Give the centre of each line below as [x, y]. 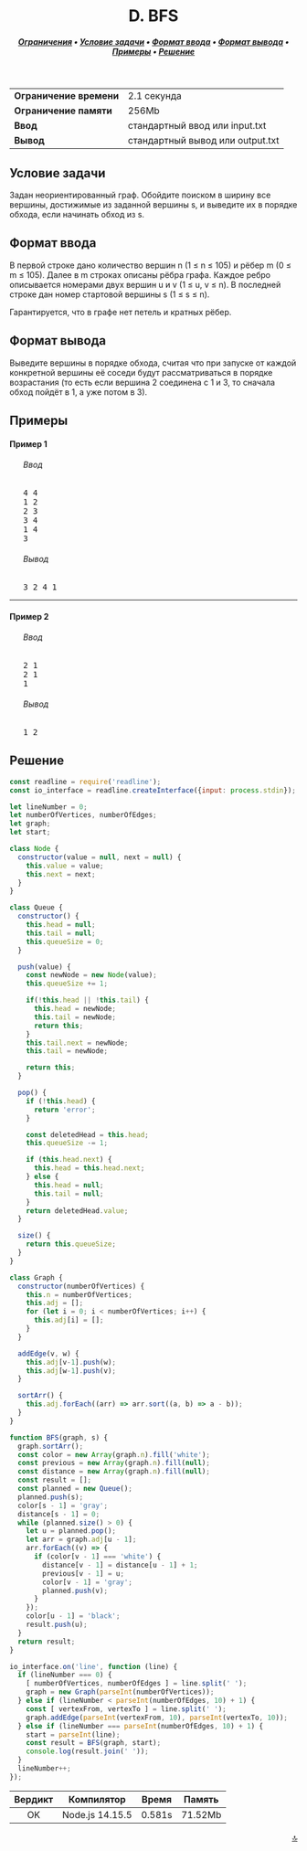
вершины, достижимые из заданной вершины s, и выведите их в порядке [153, 204]
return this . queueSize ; [71, 1244]
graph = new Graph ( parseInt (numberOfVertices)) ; [120, 1692]
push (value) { [44, 967]
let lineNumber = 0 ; [49, 807]
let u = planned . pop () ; [71, 1531]
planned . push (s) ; [51, 1497]
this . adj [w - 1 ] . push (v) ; [71, 1371]
